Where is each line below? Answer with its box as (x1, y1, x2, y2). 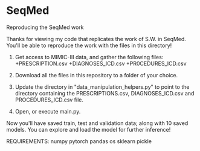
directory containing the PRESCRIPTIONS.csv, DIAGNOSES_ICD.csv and (15, 89, 195, 97)
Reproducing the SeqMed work (6, 24, 84, 31)
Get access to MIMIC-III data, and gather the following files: (15, 53, 164, 60)
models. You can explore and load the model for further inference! (6, 126, 171, 133)
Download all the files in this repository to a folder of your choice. (15, 71, 178, 79)
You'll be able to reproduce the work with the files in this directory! (6, 42, 172, 49)
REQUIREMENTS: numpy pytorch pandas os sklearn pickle (6, 137, 152, 145)
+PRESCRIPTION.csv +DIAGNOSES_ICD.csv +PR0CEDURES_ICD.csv (15, 60, 187, 67)
